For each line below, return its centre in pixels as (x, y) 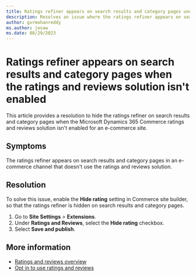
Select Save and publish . (45, 229)
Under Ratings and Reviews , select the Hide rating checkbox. (89, 223)
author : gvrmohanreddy (34, 22)
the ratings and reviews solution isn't (98, 87)
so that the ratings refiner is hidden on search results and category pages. (95, 205)
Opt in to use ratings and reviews (54, 268)
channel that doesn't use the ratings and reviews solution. (102, 167)
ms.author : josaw (27, 28)
